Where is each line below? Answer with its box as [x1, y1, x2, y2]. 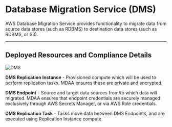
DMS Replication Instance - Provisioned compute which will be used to [5, 74, 157, 80]
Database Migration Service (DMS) [5, 4, 156, 15]
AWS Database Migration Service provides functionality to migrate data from [5, 20, 167, 27]
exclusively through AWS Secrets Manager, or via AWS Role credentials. [5, 100, 157, 107]
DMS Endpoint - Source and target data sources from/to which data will [5, 89, 157, 95]
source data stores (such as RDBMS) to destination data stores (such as [5, 26, 157, 32]
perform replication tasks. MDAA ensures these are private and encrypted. [5, 80, 163, 86]
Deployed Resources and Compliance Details [5, 51, 152, 60]
